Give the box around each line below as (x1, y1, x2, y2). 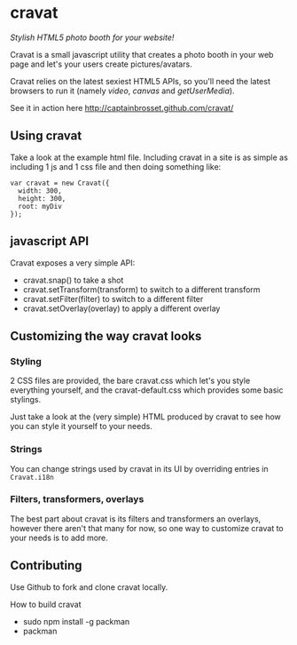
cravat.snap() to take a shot (22, 275, 124, 285)
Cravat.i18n (10, 473, 54, 482)
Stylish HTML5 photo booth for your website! (10, 32, 175, 43)
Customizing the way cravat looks (10, 328, 202, 344)
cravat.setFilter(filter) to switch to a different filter (22, 293, 204, 304)
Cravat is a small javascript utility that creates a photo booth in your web (10, 49, 274, 60)
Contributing (10, 558, 82, 573)
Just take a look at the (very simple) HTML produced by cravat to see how (10, 411, 282, 422)
